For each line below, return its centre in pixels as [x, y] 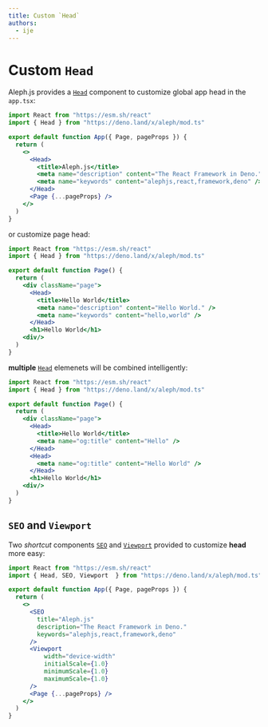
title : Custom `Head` [44, 16]
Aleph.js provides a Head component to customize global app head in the [127, 92]
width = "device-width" [79, 657]
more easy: [27, 553]
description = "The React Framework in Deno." [112, 627]
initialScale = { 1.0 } [76, 664]
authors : [23, 23]
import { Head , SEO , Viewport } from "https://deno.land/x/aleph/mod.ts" [135, 575]
